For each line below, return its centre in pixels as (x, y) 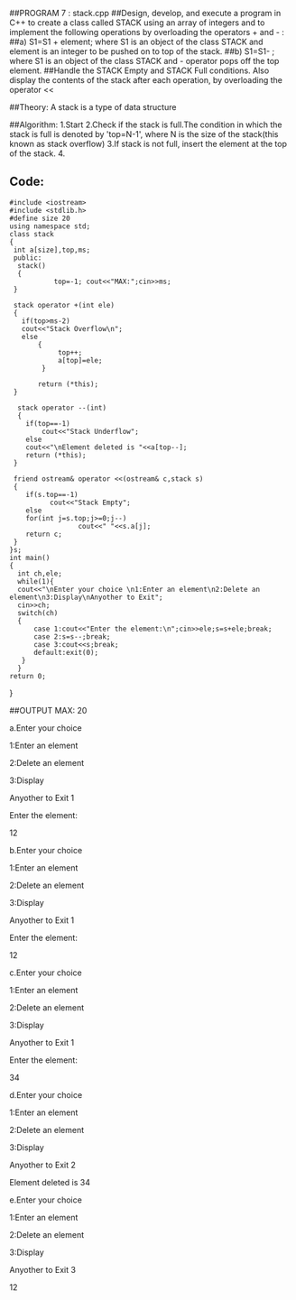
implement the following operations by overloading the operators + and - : (147, 32)
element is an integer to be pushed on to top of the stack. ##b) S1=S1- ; (142, 51)
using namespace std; (50, 226)
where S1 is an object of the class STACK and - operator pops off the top (144, 61)
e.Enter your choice (46, 1200)
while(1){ (36, 581)
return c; (44, 534)
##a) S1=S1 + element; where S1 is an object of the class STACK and (136, 41)
